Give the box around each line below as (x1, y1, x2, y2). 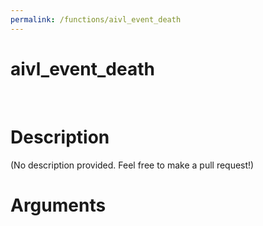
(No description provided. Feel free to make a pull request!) (10, 159, 255, 171)
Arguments (10, 194, 107, 216)
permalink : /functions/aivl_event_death (10, 14, 182, 25)
